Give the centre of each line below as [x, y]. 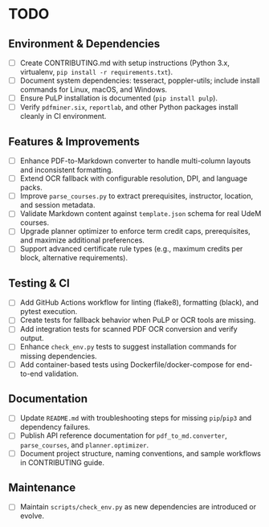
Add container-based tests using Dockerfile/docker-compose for [127, 364]
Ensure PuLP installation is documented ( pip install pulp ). [119, 98]
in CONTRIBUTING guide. [62, 462]
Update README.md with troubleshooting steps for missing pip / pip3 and [136, 418]
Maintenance [42, 487]
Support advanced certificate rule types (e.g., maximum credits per [131, 249]
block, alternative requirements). [74, 258]
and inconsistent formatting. [67, 170]
